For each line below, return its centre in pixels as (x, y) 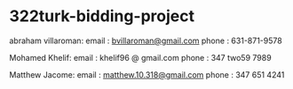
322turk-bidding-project (102, 16)
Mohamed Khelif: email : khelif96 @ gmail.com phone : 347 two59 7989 (141, 57)
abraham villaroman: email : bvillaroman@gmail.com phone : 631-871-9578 (146, 41)
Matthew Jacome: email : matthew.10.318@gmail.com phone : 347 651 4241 (147, 74)
